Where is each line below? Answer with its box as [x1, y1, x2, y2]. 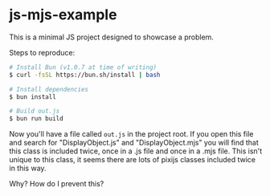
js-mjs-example [9, 6, 117, 24]
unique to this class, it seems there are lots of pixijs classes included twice [9, 155, 256, 165]
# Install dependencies [9, 85, 89, 93]
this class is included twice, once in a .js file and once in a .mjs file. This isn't [9, 146, 263, 156]
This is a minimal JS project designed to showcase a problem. [9, 32, 214, 42]
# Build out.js [9, 107, 60, 116]
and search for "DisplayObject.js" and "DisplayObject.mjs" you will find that [9, 138, 260, 148]
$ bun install [9, 92, 57, 101]
